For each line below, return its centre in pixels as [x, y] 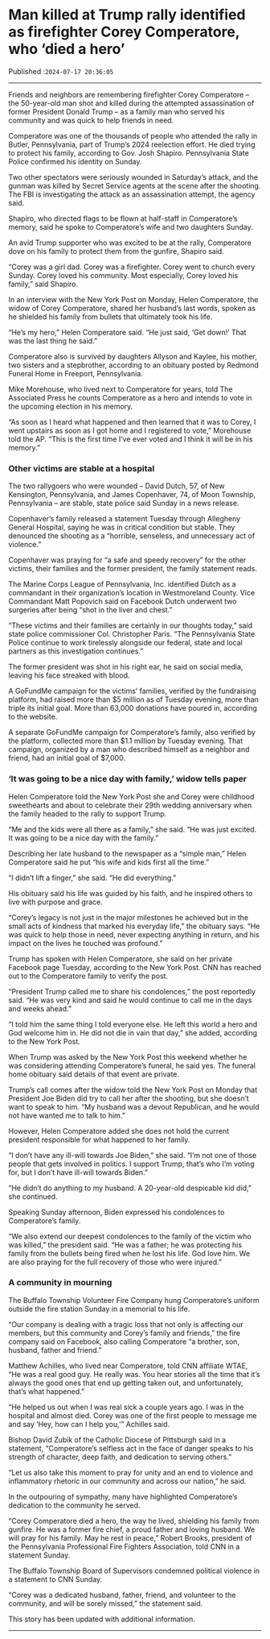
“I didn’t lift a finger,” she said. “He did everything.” [92, 878]
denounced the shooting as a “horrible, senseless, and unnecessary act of [132, 536]
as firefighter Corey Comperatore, [124, 32]
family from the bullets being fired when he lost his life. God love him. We [129, 1253]
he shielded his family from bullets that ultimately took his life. [110, 317]
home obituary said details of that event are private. [94, 1074]
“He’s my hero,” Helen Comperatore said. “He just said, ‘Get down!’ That [127, 332]
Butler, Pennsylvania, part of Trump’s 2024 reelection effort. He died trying [132, 144]
